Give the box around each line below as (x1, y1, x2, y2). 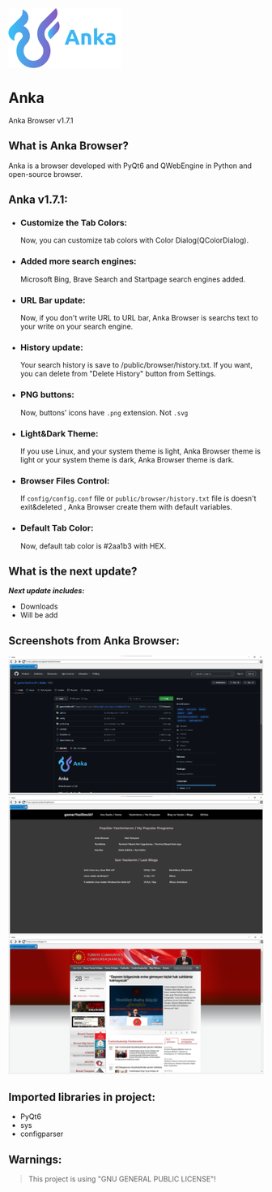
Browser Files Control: (19, 475, 110, 486)
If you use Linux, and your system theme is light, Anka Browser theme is (19, 446, 261, 456)
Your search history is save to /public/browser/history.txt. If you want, (19, 360, 253, 370)
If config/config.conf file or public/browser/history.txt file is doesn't (19, 493, 257, 503)
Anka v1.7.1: (8, 193, 68, 207)
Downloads (19, 601, 58, 612)
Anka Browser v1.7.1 (8, 115, 74, 125)
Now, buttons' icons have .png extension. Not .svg (19, 407, 189, 417)
